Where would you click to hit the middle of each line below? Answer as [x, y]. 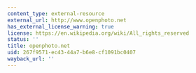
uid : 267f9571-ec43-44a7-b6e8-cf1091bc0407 [72, 53]
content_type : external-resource [56, 14]
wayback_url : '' [31, 59]
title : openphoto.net [39, 46]
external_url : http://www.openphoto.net [67, 20]
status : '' [23, 40]
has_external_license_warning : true [61, 26]
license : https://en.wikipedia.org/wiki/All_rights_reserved [98, 33]
